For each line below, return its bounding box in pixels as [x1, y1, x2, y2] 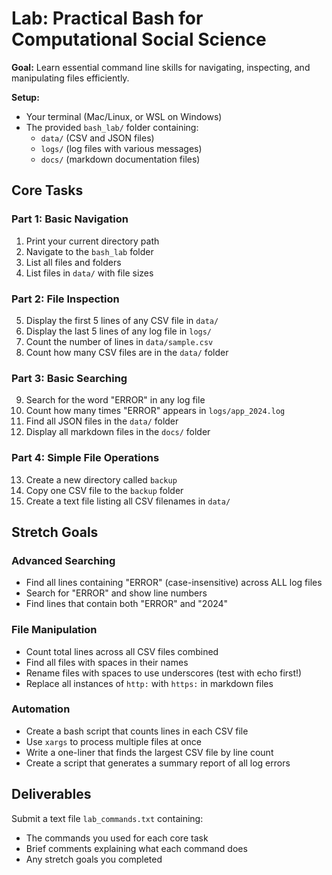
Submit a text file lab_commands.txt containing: [11, 812, 204, 824]
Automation [11, 702, 71, 716]
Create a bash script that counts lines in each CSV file [25, 725, 249, 737]
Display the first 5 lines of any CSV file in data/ [25, 314, 219, 326]
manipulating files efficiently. [11, 72, 130, 84]
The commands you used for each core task [25, 832, 209, 844]
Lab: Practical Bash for [11, 7, 204, 30]
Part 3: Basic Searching [11, 371, 128, 385]
